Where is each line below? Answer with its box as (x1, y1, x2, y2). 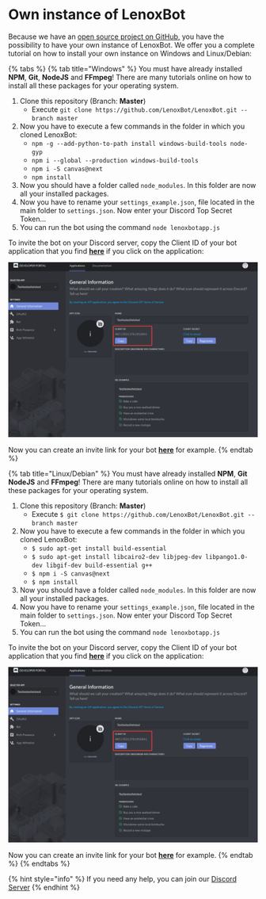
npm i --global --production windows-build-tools (31, 156, 199, 164)
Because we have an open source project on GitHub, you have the (8, 32, 224, 41)
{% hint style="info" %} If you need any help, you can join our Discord (8, 874, 237, 883)
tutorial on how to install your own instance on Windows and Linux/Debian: (8, 48, 252, 58)
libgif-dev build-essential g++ (46, 561, 153, 570)
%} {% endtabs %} (8, 859, 70, 868)
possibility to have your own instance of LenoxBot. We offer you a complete (8, 40, 255, 49)
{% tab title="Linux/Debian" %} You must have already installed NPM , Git (8, 469, 248, 479)
